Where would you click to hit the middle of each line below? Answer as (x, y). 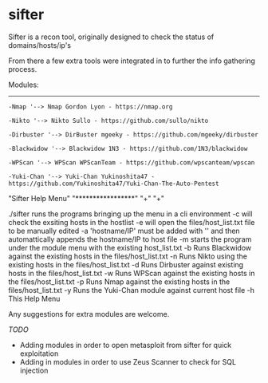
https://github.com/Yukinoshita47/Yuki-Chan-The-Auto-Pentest (114, 184)
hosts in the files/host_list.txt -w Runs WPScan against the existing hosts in (132, 273)
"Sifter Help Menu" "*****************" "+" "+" (87, 198)
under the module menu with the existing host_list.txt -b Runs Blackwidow (130, 247)
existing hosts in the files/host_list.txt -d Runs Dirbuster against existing (126, 264)
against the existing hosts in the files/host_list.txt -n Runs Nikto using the (128, 256)
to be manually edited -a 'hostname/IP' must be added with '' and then (124, 231)
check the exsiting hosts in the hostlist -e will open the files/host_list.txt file (132, 222)
